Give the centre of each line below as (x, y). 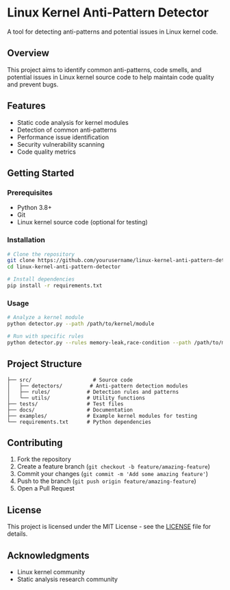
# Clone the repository (41, 254)
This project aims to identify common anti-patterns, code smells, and (104, 69)
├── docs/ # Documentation (70, 410)
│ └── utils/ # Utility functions (76, 398)
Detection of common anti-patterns (67, 130)
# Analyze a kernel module (46, 318)
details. (17, 534)
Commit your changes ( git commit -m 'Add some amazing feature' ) (113, 474)
